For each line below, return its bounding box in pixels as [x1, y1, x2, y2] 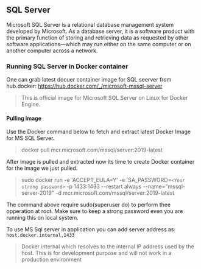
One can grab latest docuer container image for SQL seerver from [6, 76, 172, 83]
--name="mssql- [143, 183, 186, 190]
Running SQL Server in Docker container [6, 62, 129, 71]
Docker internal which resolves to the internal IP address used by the [21, 243, 195, 250]
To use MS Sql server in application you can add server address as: [6, 226, 176, 233]
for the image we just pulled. [6, 164, 78, 172]
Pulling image [6, 114, 41, 122]
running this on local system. [6, 214, 79, 222]
